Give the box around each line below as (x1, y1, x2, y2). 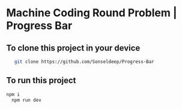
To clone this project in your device (6, 43, 141, 53)
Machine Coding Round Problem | (6, 6, 177, 20)
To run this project (6, 75, 76, 86)
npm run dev (11, 97, 42, 103)
